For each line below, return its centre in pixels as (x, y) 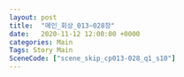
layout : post (33, 17)
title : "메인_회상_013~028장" (62, 26)
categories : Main (41, 42)
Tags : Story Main (41, 50)
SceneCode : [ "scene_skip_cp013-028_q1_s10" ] (92, 58)
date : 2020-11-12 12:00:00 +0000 (75, 34)
